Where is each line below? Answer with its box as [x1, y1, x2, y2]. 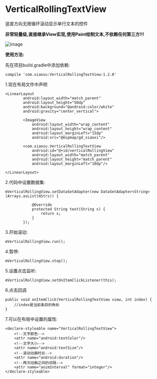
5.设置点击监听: [5, 268, 36, 274]
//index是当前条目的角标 [14, 302, 60, 307]
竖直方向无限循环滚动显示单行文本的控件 [5, 20, 88, 26]
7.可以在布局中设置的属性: [5, 316, 58, 322]
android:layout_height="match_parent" [31, 157, 112, 162]
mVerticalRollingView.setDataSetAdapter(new [5, 189, 99, 194]
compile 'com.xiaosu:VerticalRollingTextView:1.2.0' [5, 72, 117, 77]
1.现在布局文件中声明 [5, 81, 48, 87]
